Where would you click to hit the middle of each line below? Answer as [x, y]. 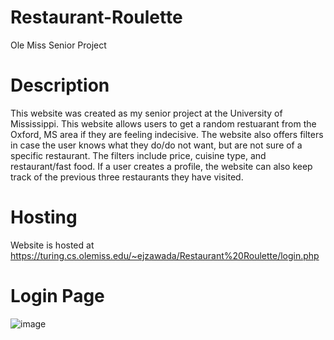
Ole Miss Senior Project [58, 45]
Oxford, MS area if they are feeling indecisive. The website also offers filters [167, 134]
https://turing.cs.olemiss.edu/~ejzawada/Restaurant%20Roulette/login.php [165, 255]
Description [60, 85]
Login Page [57, 296]
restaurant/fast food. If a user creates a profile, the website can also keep [161, 166]
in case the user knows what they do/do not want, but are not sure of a [156, 145]
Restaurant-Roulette [96, 17]
